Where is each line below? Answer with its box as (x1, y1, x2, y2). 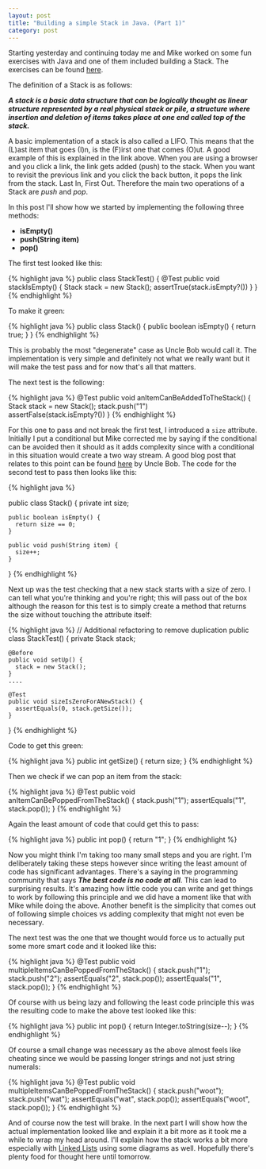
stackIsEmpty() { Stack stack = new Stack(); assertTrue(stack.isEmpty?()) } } (8, 283, 258, 292)
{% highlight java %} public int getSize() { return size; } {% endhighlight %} (8, 756, 253, 766)
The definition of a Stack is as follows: (8, 80, 133, 90)
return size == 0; (15, 521, 77, 529)
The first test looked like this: (8, 259, 103, 268)
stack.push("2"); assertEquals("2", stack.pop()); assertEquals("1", (8, 974, 222, 983)
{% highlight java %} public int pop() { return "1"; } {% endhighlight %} (8, 835, 237, 844)
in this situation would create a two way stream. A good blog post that (8, 450, 236, 461)
